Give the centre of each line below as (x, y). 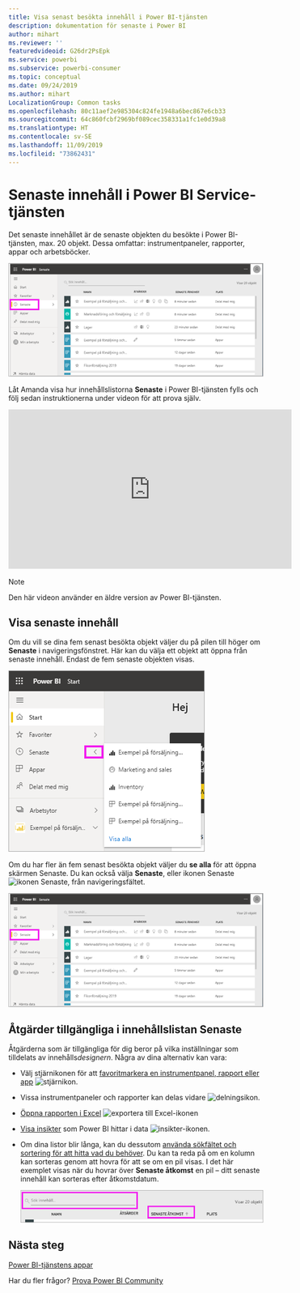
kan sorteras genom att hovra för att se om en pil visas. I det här (127, 1162)
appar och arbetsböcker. (49, 252)
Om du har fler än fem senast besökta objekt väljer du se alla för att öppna (133, 865)
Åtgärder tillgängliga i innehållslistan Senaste (125, 1029)
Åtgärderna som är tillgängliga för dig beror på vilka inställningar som (123, 1049)
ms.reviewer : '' (36, 43)
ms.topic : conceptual (45, 77)
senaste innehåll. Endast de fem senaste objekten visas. (102, 659)
